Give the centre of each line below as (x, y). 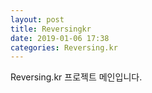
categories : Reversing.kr (64, 47)
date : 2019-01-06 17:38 (60, 38)
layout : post (37, 19)
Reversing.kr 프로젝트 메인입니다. (76, 77)
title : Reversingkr (51, 29)
